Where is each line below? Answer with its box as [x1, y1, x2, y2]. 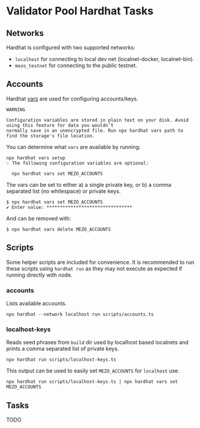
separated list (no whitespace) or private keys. [6, 187, 121, 195]
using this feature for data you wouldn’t [6, 122, 114, 128]
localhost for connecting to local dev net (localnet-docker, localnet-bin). [14, 56, 195, 62]
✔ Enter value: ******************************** [6, 204, 133, 210]
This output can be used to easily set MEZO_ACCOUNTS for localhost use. [6, 367, 180, 375]
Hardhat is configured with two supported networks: [6, 44, 136, 51]
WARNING [6, 107, 26, 113]
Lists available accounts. [6, 299, 67, 306]
